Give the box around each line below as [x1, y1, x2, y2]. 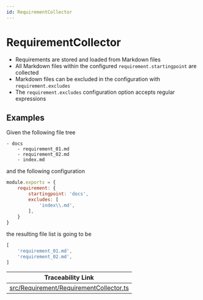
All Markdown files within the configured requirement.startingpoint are [15, 62, 197, 69]
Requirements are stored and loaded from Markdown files [15, 56, 161, 63]
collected [15, 69, 39, 76]
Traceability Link [44, 273, 94, 282]
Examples [6, 112, 45, 123]
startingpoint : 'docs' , [28, 191, 89, 197]
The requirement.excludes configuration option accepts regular [15, 88, 175, 96]
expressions [15, 94, 46, 102]
